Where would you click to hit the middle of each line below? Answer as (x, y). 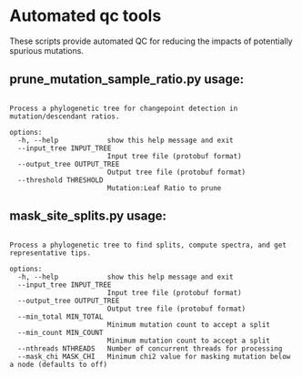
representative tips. (50, 253)
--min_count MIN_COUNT (60, 332)
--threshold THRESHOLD (60, 180)
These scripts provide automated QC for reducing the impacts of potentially (151, 41)
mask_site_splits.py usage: (88, 216)
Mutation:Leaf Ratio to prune (164, 188)
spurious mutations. (47, 50)
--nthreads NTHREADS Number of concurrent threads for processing (150, 348)
